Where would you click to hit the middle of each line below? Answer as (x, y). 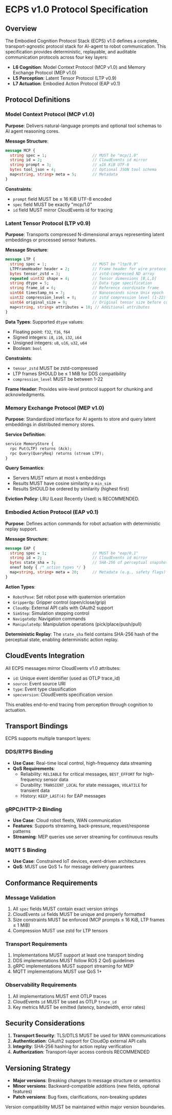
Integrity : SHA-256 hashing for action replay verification (72, 1047)
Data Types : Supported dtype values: (45, 322)
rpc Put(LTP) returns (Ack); (41, 449)
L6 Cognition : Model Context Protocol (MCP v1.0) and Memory (79, 67)
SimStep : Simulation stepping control (51, 613)
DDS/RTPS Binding (29, 752)
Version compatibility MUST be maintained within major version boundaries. (85, 1107)
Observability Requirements (41, 985)
